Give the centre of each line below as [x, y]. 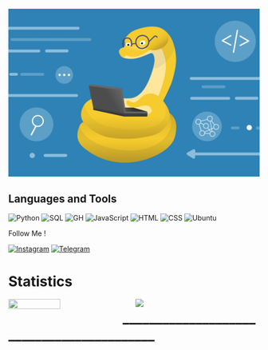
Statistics [41, 281]
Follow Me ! [27, 233]
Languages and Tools [63, 199]
